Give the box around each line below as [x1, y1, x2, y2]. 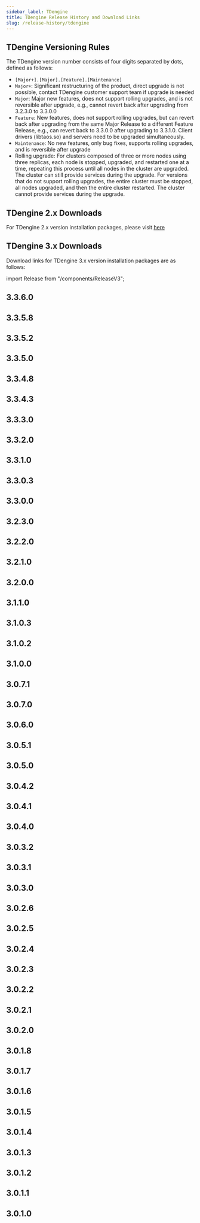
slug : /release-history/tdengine [6, 20, 90, 26]
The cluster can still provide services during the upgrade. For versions [14, 171, 188, 178]
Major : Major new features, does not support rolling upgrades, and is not [14, 95, 193, 102]
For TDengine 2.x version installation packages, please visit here [6, 224, 165, 231]
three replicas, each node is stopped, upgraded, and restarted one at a [14, 159, 189, 166]
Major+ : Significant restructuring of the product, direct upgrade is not [14, 82, 184, 90]
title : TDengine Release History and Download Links [6, 14, 140, 20]
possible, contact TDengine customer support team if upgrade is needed [14, 89, 195, 96]
